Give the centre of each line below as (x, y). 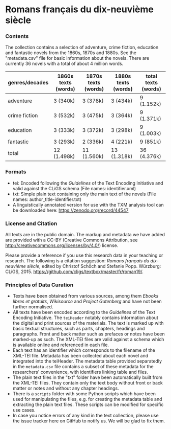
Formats (16, 172)
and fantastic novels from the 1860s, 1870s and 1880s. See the (71, 53)
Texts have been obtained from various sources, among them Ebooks (85, 296)
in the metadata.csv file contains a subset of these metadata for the (83, 367)
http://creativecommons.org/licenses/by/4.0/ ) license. (62, 245)
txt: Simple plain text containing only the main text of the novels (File (84, 194)
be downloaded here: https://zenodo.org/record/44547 (70, 210)
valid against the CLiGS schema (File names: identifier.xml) (74, 188)
